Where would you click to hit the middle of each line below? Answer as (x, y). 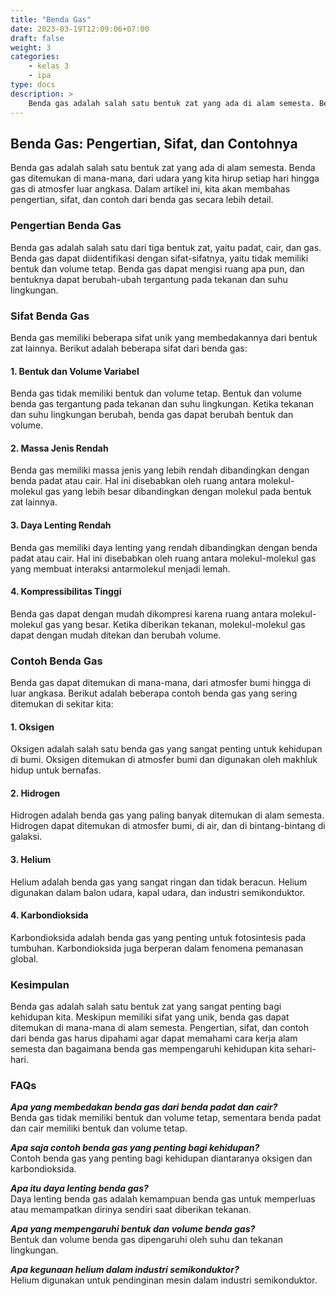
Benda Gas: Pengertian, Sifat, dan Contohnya (154, 143)
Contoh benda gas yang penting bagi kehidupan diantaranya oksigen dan (161, 1158)
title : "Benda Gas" (51, 19)
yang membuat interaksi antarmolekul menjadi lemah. (120, 568)
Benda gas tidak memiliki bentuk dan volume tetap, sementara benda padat (166, 1118)
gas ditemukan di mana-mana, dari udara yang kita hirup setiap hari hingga (165, 178)
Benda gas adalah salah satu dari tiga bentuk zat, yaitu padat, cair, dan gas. (166, 247)
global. (24, 958)
